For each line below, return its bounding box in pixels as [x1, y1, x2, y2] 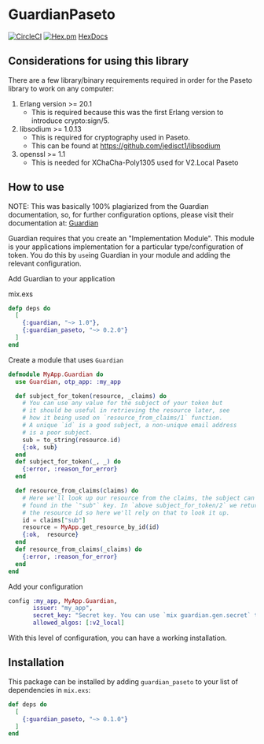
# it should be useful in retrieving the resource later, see [22, 407, 230, 415]
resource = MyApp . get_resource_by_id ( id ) [22, 523, 159, 531]
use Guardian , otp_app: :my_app [15, 378, 122, 385]
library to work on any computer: [8, 84, 115, 93]
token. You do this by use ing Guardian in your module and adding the [8, 250, 231, 259]
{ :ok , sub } [22, 443, 58, 451]
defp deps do [8, 304, 51, 312]
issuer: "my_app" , [32, 604, 93, 612]
